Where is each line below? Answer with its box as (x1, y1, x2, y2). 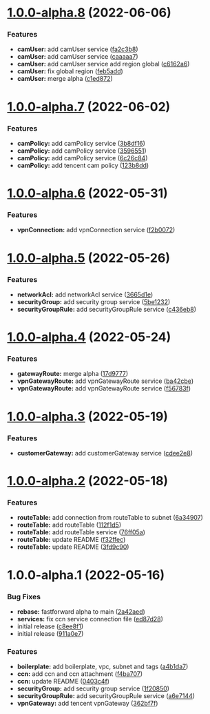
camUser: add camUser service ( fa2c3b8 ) (17, 45, 139, 53)
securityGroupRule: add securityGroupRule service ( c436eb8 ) (17, 305, 197, 313)
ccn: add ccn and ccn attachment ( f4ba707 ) (17, 670, 143, 678)
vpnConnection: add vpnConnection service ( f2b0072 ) (17, 226, 176, 234)
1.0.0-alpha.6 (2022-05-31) (7, 185, 169, 201)
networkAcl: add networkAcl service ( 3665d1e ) (17, 290, 154, 299)
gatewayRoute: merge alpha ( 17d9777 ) (17, 370, 129, 378)
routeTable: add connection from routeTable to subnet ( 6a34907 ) (17, 514, 203, 522)
